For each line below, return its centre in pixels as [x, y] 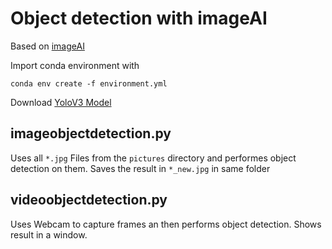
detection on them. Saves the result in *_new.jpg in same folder [140, 168]
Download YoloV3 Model [61, 102]
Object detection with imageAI [139, 18]
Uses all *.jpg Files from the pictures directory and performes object [153, 158]
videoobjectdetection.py [89, 200]
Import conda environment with [75, 65]
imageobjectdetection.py [91, 133]
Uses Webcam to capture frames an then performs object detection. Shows [166, 224]
